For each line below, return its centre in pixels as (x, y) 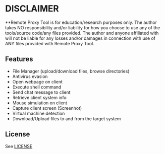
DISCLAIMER (32, 9)
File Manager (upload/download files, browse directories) (71, 71)
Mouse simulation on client (40, 103)
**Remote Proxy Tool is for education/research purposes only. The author (81, 22)
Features (19, 59)
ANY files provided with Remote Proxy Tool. (50, 43)
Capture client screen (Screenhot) (47, 108)
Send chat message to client (41, 92)
